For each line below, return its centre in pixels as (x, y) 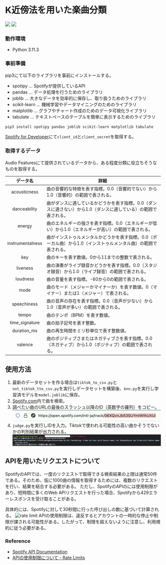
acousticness (25, 192)
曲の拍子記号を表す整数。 (73, 323)
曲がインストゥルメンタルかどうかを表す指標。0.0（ (100, 237)
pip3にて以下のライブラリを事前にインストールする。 (59, 75)
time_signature (25, 323)
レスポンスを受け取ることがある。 (44, 499)
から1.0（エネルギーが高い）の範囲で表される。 (104, 229)
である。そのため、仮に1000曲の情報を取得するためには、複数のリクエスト (82, 480)
